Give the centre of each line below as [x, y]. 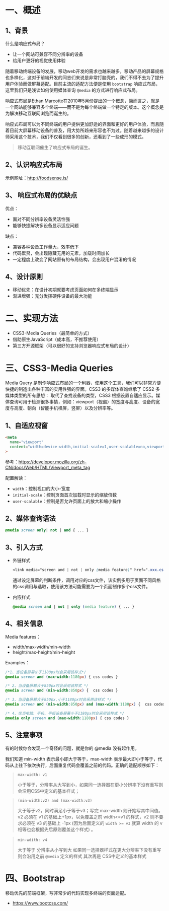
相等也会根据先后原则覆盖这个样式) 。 [56, 829]
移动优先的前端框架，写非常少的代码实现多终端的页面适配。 [67, 893]
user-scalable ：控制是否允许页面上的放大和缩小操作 [67, 501]
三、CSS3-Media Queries [59, 368]
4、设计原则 [24, 277]
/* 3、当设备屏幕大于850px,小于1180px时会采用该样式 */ [59, 700]
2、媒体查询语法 [31, 518]
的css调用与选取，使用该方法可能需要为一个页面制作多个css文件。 [81, 586]
